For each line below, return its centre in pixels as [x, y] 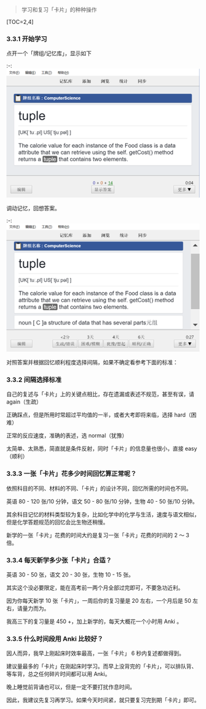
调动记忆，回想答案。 [33, 208]
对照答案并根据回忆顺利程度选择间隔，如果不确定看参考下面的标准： [92, 362]
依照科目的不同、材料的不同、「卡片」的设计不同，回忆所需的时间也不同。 [99, 488]
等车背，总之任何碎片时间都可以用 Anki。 [58, 674]
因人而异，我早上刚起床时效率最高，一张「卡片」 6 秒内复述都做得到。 [96, 653]
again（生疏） [24, 402]
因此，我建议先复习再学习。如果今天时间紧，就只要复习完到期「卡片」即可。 [103, 700]
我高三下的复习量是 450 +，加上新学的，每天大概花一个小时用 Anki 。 [94, 621]
